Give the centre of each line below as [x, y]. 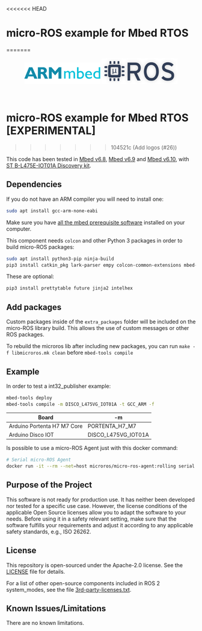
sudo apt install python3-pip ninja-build [60, 259]
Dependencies [34, 184]
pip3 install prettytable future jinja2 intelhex [70, 288]
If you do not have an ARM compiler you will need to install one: [85, 199]
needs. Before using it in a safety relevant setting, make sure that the [91, 519]
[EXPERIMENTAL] [51, 131]
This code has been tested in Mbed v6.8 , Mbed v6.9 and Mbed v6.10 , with [98, 159]
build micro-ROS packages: [40, 247]
